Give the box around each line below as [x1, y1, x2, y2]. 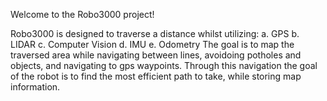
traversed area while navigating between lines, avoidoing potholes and [10, 49, 302, 61]
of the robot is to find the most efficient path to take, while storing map [10, 70, 302, 82]
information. [10, 81, 61, 93]
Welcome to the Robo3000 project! [10, 9, 155, 20]
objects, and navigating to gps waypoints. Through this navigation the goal [10, 60, 318, 71]
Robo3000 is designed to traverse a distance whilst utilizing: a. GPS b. [10, 28, 300, 39]
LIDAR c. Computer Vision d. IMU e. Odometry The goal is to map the [10, 39, 295, 50]
